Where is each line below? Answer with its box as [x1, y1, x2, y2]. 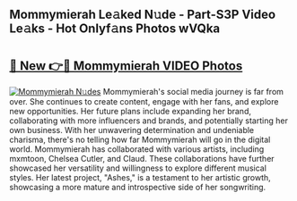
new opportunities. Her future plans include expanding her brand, [9, 106, 251, 116]
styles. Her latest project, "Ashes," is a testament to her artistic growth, [9, 172, 271, 182]
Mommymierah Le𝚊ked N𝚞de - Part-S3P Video [9, 7, 276, 22]
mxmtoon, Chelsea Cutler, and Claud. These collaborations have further [9, 154, 275, 163]
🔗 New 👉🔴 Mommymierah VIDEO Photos [9, 58, 243, 73]
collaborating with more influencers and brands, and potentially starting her [9, 115, 289, 126]
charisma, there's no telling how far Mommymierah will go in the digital [9, 134, 271, 145]
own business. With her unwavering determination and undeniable [9, 125, 255, 135]
